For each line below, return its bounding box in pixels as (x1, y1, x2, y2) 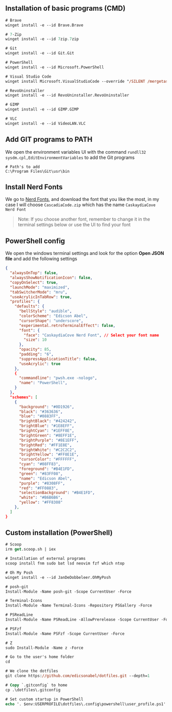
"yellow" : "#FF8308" (18, 500, 63, 505)
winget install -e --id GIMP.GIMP (5, 107, 79, 112)
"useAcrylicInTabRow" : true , (10, 294, 72, 300)
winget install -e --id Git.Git (5, 51, 74, 56)
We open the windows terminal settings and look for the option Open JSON (5, 250, 164, 257)
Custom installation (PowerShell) (5, 528, 113, 537)
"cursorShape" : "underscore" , (18, 318, 83, 323)
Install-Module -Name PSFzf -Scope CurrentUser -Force (5, 631, 125, 636)
